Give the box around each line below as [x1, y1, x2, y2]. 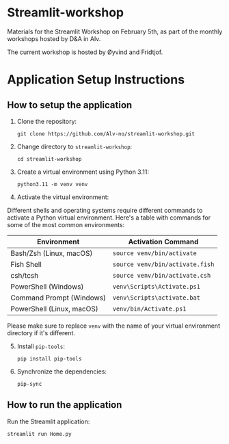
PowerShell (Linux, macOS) [10, 304, 98, 313]
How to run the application [7, 399, 122, 411]
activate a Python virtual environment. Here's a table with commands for [7, 213, 211, 222]
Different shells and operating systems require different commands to [7, 206, 203, 214]
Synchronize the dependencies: [16, 367, 107, 376]
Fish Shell [10, 259, 42, 269]
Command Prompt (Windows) [10, 293, 106, 302]
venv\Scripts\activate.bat [112, 293, 200, 302]
